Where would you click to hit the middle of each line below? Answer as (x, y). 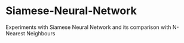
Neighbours (41, 33)
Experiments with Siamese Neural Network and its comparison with (88, 27)
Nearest (15, 33)
